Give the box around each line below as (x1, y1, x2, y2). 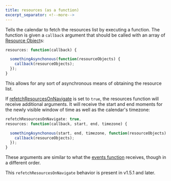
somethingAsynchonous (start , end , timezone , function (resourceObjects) (10, 131, 167, 136)
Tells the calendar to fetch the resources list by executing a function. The (5, 26, 160, 32)
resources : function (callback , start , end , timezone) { (5, 121, 127, 126)
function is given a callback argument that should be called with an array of (5, 32, 165, 38)
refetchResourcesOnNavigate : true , (5, 116, 82, 121)
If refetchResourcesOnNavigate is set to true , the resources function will (5, 96, 159, 102)
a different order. (5, 160, 41, 166)
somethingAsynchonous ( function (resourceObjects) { (10, 57, 121, 62)
